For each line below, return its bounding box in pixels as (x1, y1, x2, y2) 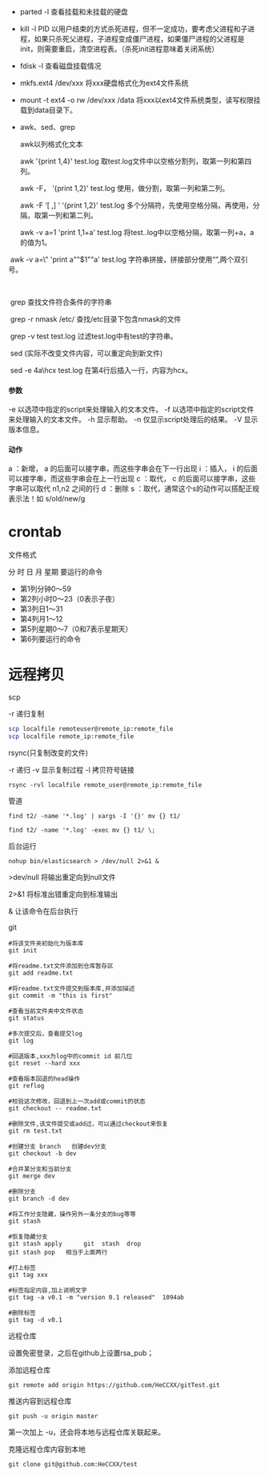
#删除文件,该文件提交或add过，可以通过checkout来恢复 (8, 1120, 168, 1129)
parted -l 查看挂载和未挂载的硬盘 (19, 7, 128, 16)
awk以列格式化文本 (19, 140, 83, 148)
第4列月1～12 (19, 614, 63, 624)
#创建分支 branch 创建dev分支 (8, 1142, 106, 1151)
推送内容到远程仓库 (8, 1397, 72, 1406)
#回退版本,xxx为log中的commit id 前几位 (8, 1052, 133, 1060)
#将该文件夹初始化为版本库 (8, 939, 84, 948)
